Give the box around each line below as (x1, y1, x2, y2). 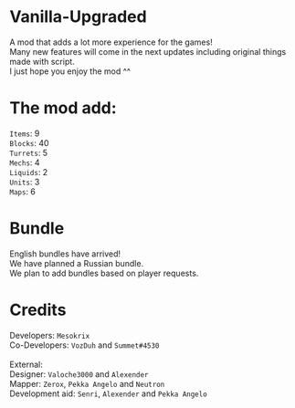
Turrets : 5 (9, 147, 48, 158)
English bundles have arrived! (9, 248, 121, 259)
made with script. (9, 56, 75, 67)
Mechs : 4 (9, 157, 40, 168)
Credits (9, 299, 67, 320)
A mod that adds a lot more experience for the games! (9, 37, 213, 47)
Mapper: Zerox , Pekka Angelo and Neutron (9, 378, 165, 389)
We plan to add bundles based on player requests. (9, 267, 199, 278)
